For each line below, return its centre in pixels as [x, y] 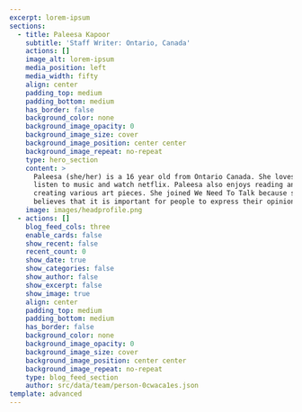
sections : [28, 26]
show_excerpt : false [64, 285]
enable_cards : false [64, 235]
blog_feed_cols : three [68, 227]
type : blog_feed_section [72, 377]
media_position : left [66, 68]
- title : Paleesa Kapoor [64, 34]
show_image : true [58, 293]
